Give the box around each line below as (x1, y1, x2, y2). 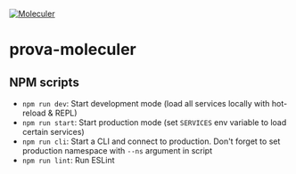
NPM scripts (9, 75, 80, 90)
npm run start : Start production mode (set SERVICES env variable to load (21, 117, 287, 128)
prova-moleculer (9, 40, 136, 59)
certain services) (21, 127, 85, 137)
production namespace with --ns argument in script (21, 146, 212, 155)
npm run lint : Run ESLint (21, 155, 115, 165)
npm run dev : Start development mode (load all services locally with (21, 99, 270, 108)
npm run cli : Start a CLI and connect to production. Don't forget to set (21, 136, 281, 146)
